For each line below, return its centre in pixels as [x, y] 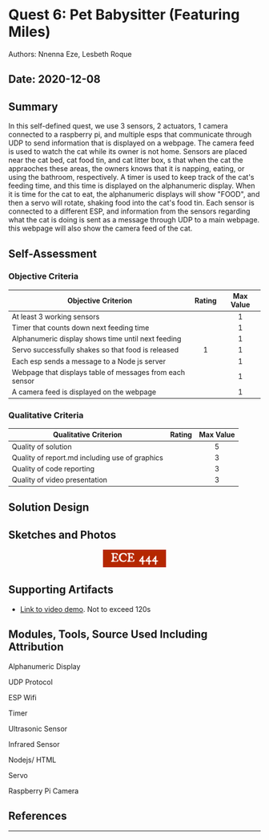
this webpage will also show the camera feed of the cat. [100, 228]
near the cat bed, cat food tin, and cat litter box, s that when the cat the [126, 160]
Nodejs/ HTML [32, 760]
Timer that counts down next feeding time [80, 328]
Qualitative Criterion [88, 434]
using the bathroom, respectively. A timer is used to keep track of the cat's [131, 177]
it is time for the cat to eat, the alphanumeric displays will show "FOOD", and [134, 194]
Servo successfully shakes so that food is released [95, 350]
